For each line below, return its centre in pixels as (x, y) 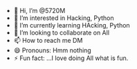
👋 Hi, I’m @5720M (39, 11)
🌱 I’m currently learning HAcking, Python (72, 25)
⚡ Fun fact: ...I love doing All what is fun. (71, 58)
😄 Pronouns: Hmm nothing (52, 50)
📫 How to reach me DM (48, 40)
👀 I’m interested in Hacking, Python (64, 18)
